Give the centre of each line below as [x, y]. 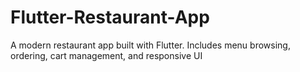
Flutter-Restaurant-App [110, 17]
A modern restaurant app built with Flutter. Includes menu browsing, [150, 45]
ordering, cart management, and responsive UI [106, 55]
